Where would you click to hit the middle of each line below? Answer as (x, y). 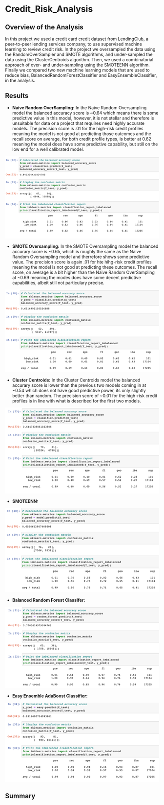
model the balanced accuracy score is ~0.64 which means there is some (85, 113)
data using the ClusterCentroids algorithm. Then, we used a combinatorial (79, 59)
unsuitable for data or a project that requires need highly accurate (78, 123)
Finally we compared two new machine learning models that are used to (77, 70)
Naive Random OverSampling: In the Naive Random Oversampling (79, 107)
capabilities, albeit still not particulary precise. (58, 283)
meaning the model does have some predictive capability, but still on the (85, 144)
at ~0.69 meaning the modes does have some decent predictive (76, 278)
